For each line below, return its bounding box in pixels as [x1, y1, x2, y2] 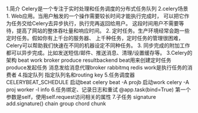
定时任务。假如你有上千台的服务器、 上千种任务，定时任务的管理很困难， [6, 35, 184, 41]
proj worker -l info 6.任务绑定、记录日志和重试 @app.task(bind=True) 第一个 [6, 86, 191, 93]
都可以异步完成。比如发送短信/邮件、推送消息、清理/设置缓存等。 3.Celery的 [6, 49, 193, 56]
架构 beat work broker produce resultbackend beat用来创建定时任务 [6, 56, 171, 64]
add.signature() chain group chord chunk [6, 100, 106, 107]
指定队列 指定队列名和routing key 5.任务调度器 [22, 71, 135, 78]
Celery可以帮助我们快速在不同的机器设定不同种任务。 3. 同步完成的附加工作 [6, 42, 190, 49]
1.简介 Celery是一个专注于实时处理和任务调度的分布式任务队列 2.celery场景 [6, 5, 189, 12]
